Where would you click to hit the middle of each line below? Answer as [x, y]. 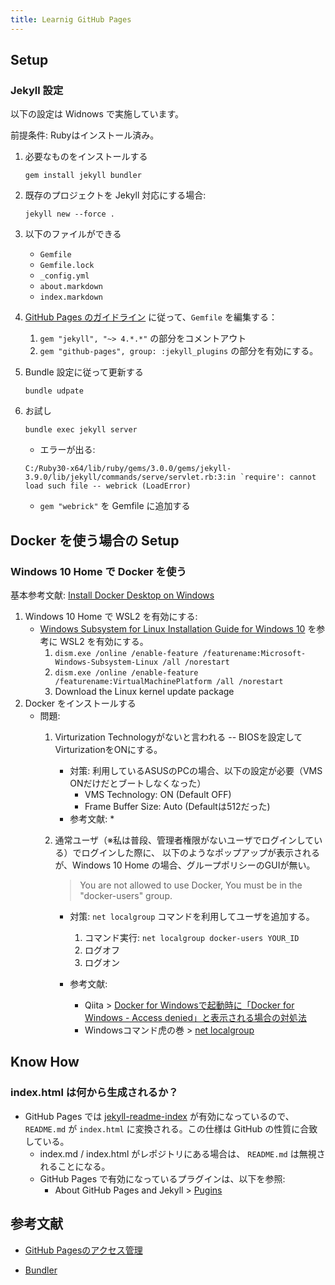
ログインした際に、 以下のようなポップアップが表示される [200, 852]
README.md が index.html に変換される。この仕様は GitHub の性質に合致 [171, 1128]
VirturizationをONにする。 [108, 749]
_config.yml [64, 276]
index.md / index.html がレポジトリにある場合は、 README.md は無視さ [182, 1153]
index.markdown [71, 297]
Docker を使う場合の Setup [95, 540]
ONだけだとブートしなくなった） [138, 783]
